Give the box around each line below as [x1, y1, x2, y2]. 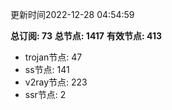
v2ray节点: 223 [24, 76, 88, 88]
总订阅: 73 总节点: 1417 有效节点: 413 [10, 30, 162, 42]
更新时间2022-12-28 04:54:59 [10, 9, 135, 20]
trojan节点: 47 [24, 51, 83, 63]
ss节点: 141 [24, 64, 70, 75]
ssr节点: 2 [24, 89, 67, 100]
